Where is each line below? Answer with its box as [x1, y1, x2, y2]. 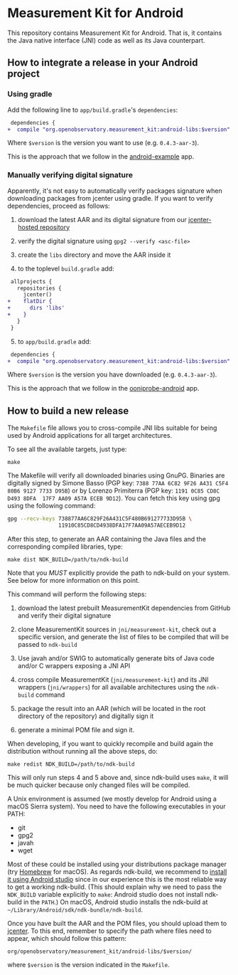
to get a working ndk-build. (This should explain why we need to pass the [7, 882, 222, 891]
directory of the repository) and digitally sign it [17, 712, 154, 720]
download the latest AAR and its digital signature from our [17, 215, 187, 223]
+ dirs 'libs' [7, 305, 65, 312]
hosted [17, 223, 39, 231]
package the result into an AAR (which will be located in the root [17, 704, 206, 712]
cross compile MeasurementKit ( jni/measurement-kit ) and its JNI [17, 675, 209, 684]
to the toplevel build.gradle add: [17, 264, 115, 273]
